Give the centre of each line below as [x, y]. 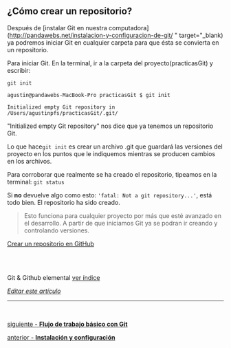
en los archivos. [30, 161]
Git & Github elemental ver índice [54, 277]
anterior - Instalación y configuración [61, 337]
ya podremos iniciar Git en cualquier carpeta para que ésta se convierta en [113, 42]
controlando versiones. [56, 230]
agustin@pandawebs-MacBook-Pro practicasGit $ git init [89, 95]
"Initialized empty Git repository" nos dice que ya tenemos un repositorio [110, 126]
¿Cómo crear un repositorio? [70, 11]
